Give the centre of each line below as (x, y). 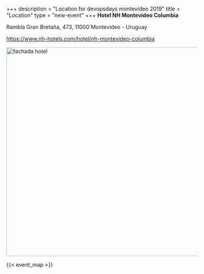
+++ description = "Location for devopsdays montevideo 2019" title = (93, 9)
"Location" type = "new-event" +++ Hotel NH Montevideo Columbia (93, 15)
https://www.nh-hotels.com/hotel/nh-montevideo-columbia (80, 39)
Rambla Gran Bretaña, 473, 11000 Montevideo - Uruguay (77, 27)
